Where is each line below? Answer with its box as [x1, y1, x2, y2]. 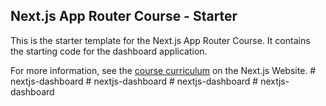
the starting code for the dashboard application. [10, 45, 208, 57]
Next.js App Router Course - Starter [10, 8, 238, 25]
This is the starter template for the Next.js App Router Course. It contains [10, 34, 311, 46]
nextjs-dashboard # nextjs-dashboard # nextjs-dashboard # [10, 75, 259, 87]
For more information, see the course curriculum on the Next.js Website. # [10, 64, 317, 76]
